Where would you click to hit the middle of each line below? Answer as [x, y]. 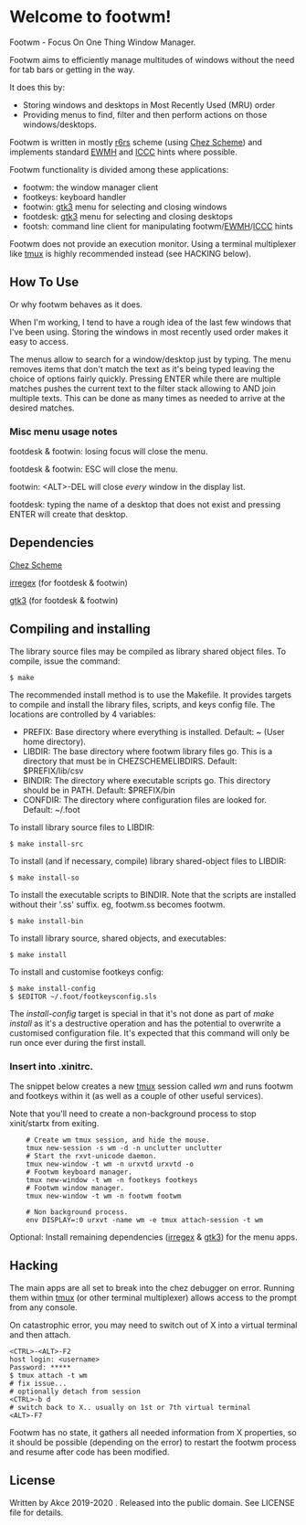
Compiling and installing [80, 629]
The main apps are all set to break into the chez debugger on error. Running [152, 1287]
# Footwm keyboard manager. [79, 1172]
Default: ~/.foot [51, 809]
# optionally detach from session [75, 1392]
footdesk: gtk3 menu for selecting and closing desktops [127, 216]
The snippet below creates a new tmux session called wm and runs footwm [152, 1086]
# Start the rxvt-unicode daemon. [91, 1156]
